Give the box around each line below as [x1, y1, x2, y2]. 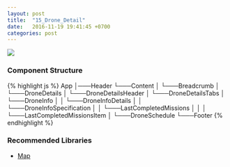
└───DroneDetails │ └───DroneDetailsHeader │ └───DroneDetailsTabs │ [7, 88, 225, 97]
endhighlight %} [7, 118, 54, 127]
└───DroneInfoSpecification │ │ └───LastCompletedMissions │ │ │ [7, 104, 207, 112]
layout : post [7, 10, 45, 17]
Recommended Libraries [7, 136, 92, 145]
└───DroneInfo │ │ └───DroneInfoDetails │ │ [7, 96, 143, 104]
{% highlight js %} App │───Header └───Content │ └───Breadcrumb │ [7, 81, 220, 90]
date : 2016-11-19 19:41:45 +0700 [7, 23, 111, 30]
